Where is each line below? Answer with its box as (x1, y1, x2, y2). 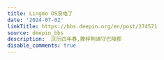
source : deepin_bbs (7, 29, 64, 37)
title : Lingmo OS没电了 (7, 10, 73, 17)
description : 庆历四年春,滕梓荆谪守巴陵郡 (7, 36, 122, 43)
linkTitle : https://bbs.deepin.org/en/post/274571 (7, 23, 158, 30)
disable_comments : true (7, 42, 77, 49)
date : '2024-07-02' (7, 17, 64, 23)
